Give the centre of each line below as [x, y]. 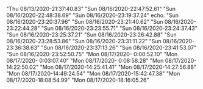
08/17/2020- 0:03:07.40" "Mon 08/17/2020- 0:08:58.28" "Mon [85, 61]
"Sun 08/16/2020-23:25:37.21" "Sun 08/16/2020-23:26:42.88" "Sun [91, 35]
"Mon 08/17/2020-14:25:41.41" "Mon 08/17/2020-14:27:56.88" [118, 67]
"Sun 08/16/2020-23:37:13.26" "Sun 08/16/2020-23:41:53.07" [119, 48]
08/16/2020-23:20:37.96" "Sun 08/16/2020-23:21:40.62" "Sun [85, 22]
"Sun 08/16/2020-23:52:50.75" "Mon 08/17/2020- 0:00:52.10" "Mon [92, 54]
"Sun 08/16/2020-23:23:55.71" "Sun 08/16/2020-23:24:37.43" [119, 28]
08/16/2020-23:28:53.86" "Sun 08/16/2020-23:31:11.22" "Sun [84, 41]
